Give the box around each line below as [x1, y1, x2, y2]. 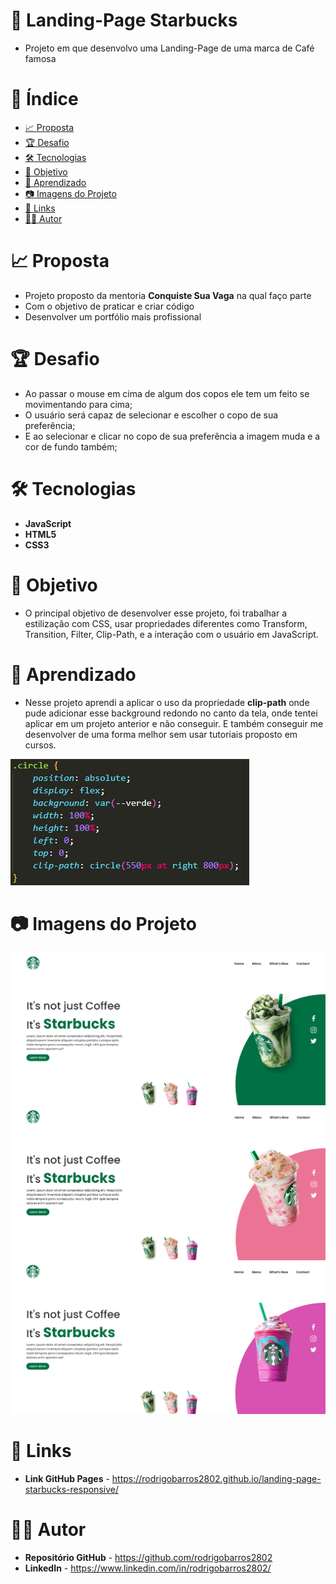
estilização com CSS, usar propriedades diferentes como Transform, [24, 617, 308, 629]
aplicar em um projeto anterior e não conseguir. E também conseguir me [24, 717, 324, 729]
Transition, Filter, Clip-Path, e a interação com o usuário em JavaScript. [24, 628, 319, 640]
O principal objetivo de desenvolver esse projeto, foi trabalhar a [24, 607, 288, 619]
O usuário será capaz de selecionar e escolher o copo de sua [24, 409, 279, 421]
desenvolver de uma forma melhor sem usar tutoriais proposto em [24, 728, 298, 740]
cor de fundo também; [24, 440, 118, 453]
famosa [24, 52, 57, 64]
